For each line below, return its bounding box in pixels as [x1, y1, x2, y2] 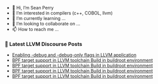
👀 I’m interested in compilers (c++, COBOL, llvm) [12, 10, 113, 16]
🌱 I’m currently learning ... [12, 15, 66, 21]
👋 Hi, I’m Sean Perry [12, 5, 54, 10]
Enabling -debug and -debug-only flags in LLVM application [12, 52, 137, 58]
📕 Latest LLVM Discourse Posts [5, 40, 83, 47]
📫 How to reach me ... [12, 26, 59, 32]
